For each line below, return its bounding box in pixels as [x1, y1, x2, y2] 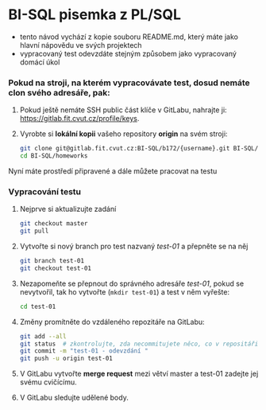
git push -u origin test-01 [19, 354, 113, 363]
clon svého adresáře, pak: [8, 87, 110, 98]
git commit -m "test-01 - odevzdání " [19, 347, 148, 355]
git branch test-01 [19, 257, 85, 265]
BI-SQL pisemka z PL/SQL [8, 6, 181, 24]
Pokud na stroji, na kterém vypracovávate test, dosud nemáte [8, 77, 250, 88]
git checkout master [19, 220, 88, 228]
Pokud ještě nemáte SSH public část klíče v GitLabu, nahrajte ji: [19, 105, 228, 115]
